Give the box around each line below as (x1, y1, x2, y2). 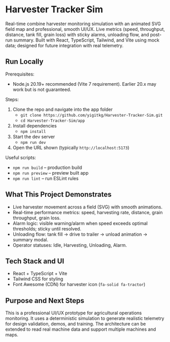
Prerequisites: (5, 71, 35, 77)
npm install (20, 129, 46, 134)
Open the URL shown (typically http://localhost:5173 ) (12, 144, 130, 150)
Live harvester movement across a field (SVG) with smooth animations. (12, 204, 163, 210)
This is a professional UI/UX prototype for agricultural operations (5, 310, 142, 316)
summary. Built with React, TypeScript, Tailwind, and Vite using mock (13, 37, 160, 43)
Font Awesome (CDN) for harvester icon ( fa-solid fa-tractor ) (12, 281, 146, 288)
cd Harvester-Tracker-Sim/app (20, 118, 86, 123)
